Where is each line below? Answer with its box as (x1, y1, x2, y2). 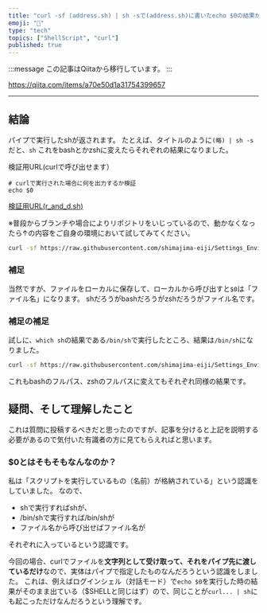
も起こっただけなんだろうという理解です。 (8, 596, 146, 606)
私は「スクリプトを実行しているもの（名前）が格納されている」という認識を (8, 476, 259, 486)
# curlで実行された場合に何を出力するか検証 (8, 179, 137, 187)
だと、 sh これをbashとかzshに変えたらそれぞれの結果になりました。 (8, 145, 233, 154)
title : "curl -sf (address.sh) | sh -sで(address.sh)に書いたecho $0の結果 (8, 11, 256, 20)
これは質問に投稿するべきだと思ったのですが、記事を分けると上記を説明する (8, 425, 259, 435)
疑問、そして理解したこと (8, 402, 133, 416)
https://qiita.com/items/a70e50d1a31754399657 (8, 80, 166, 90)
